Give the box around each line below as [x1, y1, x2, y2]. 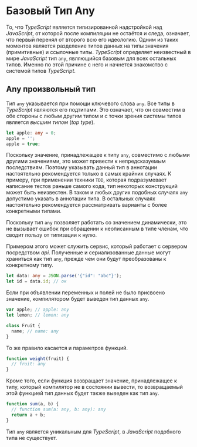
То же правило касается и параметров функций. [6, 344, 128, 351]
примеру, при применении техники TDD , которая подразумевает [6, 176, 167, 183]
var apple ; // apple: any [6, 307, 69, 312]
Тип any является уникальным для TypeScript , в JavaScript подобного [6, 428, 181, 435]
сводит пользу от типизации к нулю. [6, 231, 97, 238]
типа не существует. [6, 434, 57, 441]
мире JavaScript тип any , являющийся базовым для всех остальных [6, 55, 177, 62]
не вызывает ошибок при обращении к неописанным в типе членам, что [6, 225, 189, 233]
